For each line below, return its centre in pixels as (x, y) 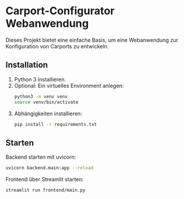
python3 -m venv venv (41, 96)
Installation (27, 65)
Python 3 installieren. (40, 79)
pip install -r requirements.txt (55, 124)
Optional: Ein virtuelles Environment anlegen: (69, 86)
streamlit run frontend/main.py (45, 190)
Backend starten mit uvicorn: (41, 157)
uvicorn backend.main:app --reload (50, 168)
